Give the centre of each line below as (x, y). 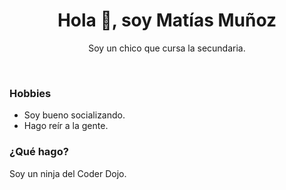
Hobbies (30, 93)
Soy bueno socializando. (74, 115)
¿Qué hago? (39, 152)
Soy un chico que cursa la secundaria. (167, 48)
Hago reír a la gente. (66, 126)
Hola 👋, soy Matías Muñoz (167, 20)
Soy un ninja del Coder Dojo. (68, 173)
